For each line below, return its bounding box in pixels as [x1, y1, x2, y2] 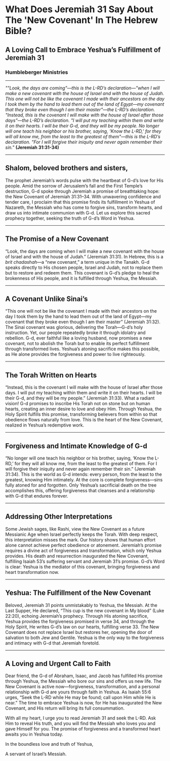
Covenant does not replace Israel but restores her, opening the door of [5, 629, 153, 635]
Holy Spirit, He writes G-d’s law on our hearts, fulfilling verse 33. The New [5, 624, 159, 630]
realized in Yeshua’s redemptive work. [5, 422, 84, 428]
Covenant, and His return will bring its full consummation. [5, 705, 125, 711]
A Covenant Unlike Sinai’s [5, 294, 88, 303]
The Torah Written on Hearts [5, 371, 97, 379]
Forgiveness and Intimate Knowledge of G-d [5, 441, 148, 450]
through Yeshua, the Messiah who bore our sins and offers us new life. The [5, 678, 162, 684]
